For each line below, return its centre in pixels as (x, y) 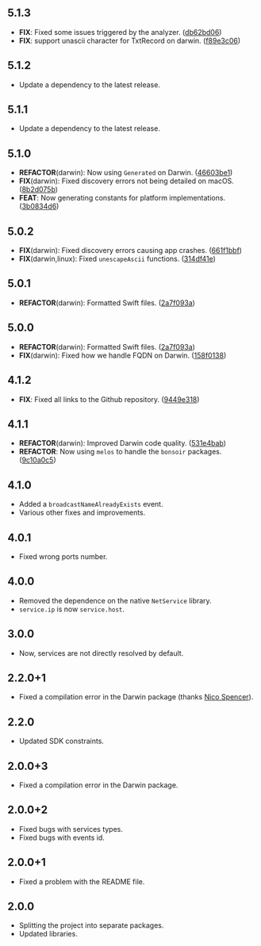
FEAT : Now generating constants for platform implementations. (122, 198)
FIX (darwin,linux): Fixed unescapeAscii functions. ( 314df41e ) (117, 259)
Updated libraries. (48, 934)
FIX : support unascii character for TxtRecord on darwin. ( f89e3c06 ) (130, 40)
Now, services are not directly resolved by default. (101, 653)
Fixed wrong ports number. (63, 556)
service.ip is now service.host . (71, 609)
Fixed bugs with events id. (61, 837)
